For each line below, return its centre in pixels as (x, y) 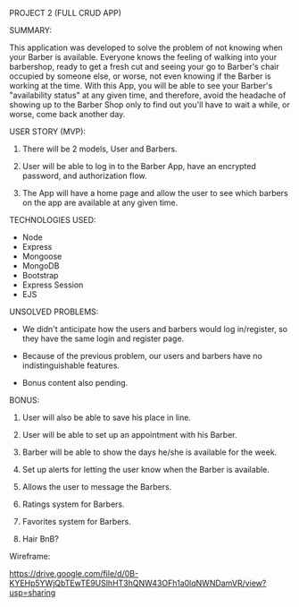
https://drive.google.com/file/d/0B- (74, 573)
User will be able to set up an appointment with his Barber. (130, 435)
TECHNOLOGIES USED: (53, 220)
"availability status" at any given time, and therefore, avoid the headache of (148, 95)
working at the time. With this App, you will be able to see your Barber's (141, 85)
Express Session (53, 285)
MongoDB (41, 266)
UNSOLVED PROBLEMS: (54, 312)
